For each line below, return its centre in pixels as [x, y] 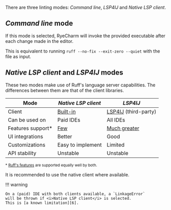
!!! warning [17, 184]
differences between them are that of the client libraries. [65, 90]
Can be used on [27, 120]
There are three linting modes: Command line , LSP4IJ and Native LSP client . [86, 7]
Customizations [27, 145]
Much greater [123, 128]
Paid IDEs [69, 120]
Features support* [30, 128]
